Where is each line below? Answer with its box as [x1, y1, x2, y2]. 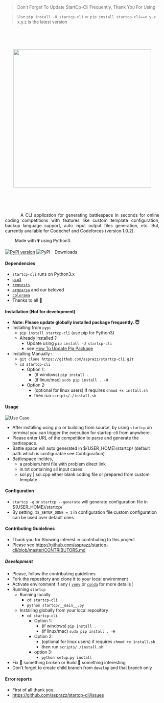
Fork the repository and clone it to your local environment [12, 576, 128, 582]
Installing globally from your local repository [19, 607, 109, 613]
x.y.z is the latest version [17, 19, 68, 25]
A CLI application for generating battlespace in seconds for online [20, 212, 160, 218]
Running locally [19, 591, 51, 597]
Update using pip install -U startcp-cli [26, 340, 113, 346]
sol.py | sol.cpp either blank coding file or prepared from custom [19, 471, 150, 477]
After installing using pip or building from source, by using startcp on [12, 424, 152, 430]
